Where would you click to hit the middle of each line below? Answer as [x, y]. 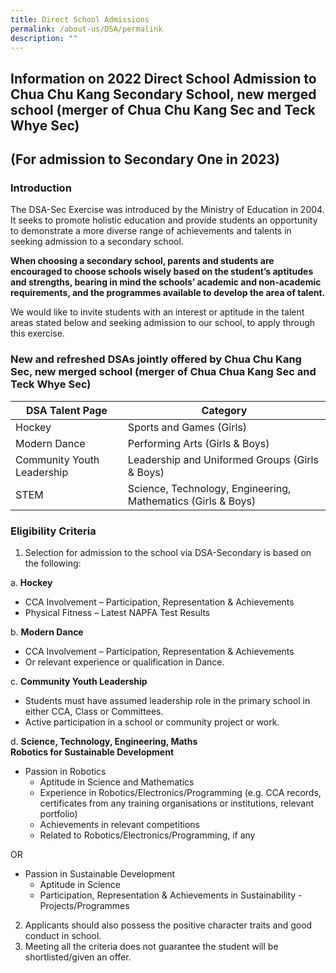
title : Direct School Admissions [80, 19]
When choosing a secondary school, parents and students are [142, 261]
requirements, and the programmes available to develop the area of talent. [168, 293]
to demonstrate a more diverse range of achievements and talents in [151, 231]
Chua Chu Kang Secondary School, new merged [163, 94]
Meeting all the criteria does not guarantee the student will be [151, 947]
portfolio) [58, 814]
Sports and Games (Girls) [187, 427]
